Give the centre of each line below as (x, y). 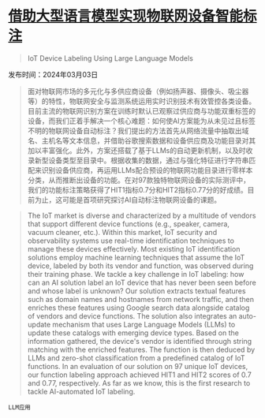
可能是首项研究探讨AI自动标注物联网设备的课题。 (142, 200)
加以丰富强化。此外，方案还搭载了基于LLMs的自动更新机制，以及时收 (140, 150)
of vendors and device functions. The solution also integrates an (132, 315)
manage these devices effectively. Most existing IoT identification (134, 248)
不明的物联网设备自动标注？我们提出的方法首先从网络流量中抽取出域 (138, 130)
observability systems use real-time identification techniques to (131, 241)
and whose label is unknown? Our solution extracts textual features (136, 291)
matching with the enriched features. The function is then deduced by (141, 349)
